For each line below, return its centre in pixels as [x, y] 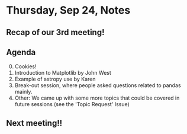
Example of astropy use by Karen [55, 79]
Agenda [21, 52]
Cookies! [25, 66]
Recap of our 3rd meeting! [55, 32]
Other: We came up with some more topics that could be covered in [97, 98]
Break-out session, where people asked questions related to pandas [98, 85]
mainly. [23, 92]
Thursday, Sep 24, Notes [68, 10]
